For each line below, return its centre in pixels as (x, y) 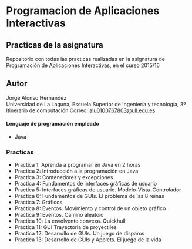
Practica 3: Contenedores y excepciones (64, 177)
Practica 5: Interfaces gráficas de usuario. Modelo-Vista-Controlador (98, 190)
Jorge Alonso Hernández (36, 97)
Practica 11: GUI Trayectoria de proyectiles (66, 227)
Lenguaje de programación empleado (53, 124)
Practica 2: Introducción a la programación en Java (76, 171)
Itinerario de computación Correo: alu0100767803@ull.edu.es (81, 110)
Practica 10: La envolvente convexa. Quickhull (70, 221)
